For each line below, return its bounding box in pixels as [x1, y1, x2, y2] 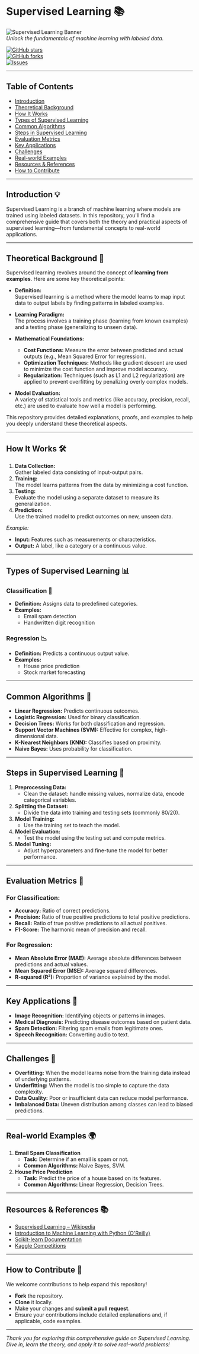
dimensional [14, 732, 45, 739]
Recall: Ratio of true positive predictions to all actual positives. [14, 920, 167, 927]
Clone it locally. [14, 1298, 53, 1305]
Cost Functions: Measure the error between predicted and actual [23, 347, 184, 354]
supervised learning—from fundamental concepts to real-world [6, 224, 161, 232]
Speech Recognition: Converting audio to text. [14, 1031, 129, 1038]
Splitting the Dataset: [14, 802, 69, 809]
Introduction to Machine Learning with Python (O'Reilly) [14, 1230, 150, 1237]
